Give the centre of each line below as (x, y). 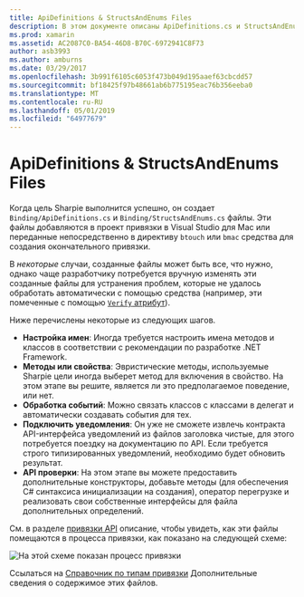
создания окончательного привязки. (80, 246)
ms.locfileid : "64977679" (58, 119)
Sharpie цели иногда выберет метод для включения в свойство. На (152, 376)
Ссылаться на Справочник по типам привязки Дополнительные (133, 573)
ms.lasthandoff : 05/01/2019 (62, 111)
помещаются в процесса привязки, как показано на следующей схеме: (148, 538)
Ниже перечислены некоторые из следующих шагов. (113, 320)
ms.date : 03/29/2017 (48, 69)
